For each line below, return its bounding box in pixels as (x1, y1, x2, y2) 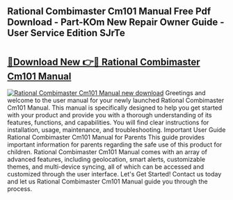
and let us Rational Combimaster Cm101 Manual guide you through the (7, 177, 208, 185)
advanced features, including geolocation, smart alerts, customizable (7, 156, 206, 163)
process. (7, 185, 33, 193)
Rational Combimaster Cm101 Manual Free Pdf (7, 6, 211, 17)
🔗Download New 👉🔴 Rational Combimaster (7, 56, 200, 68)
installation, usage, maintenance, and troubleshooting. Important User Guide (7, 126, 226, 134)
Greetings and (165, 89, 207, 97)
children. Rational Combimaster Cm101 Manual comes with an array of (7, 148, 207, 156)
